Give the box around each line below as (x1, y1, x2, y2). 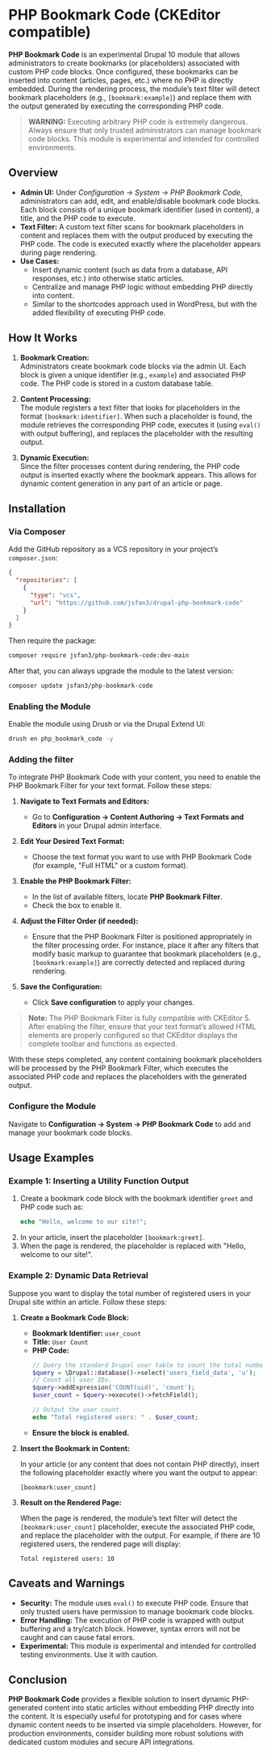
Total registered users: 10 (19, 1555, 115, 1563)
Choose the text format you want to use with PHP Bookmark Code (31, 852, 252, 862)
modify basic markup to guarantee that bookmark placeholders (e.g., (31, 949, 261, 959)
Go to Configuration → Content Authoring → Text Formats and (31, 812, 244, 822)
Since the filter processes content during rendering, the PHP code (19, 461, 240, 470)
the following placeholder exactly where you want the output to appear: (19, 1467, 258, 1477)
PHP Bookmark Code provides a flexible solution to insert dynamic (8, 1694, 231, 1704)
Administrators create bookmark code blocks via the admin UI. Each (19, 361, 247, 371)
